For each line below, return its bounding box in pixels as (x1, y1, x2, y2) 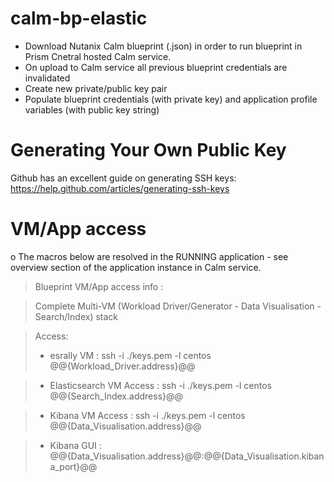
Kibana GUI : (49, 439, 102, 451)
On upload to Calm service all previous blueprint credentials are (24, 61, 288, 73)
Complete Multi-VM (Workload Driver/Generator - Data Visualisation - (34, 300, 322, 312)
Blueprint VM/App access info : (34, 280, 164, 292)
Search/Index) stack (34, 310, 119, 322)
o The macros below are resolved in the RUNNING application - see (10, 250, 289, 262)
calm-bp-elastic (10, 7, 148, 30)
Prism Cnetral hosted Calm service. (24, 50, 172, 62)
